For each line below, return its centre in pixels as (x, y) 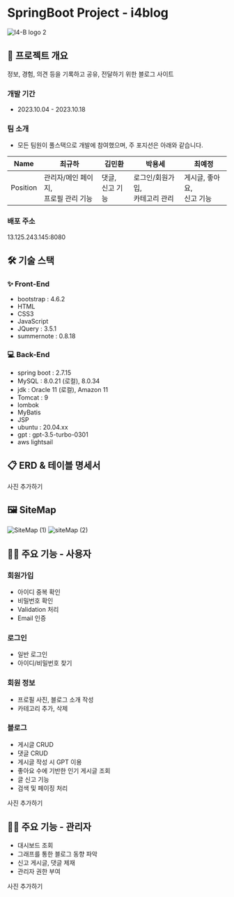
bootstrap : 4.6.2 (41, 299)
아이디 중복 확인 (39, 591)
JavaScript (33, 322)
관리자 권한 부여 (39, 871)
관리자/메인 (61, 178)
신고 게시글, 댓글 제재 (46, 862)
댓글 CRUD (33, 753)
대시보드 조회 (35, 845)
